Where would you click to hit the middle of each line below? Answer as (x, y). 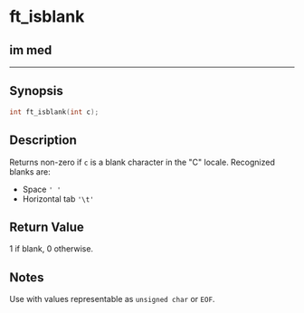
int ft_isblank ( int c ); (54, 112)
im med (31, 50)
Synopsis (36, 91)
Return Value (47, 227)
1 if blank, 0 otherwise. (51, 249)
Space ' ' (42, 189)
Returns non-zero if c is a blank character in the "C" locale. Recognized (142, 162)
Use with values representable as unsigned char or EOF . (112, 299)
